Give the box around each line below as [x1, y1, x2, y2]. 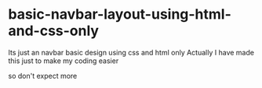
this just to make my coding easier [8, 56, 119, 65]
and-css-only [8, 22, 100, 40]
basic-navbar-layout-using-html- [8, 5, 231, 23]
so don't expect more [8, 71, 78, 80]
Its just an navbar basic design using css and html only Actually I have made [8, 48, 255, 57]
